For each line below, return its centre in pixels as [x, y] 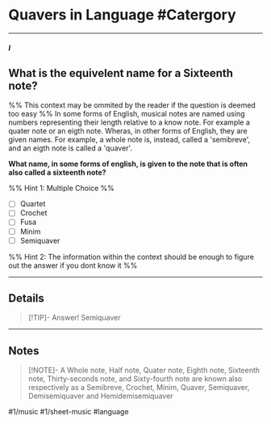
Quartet [33, 204]
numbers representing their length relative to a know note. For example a [129, 122]
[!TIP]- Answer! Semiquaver [74, 318]
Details [26, 298]
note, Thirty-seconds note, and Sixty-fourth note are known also [135, 379]
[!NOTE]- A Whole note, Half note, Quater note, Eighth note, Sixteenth [144, 371]
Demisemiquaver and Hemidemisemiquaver [100, 396]
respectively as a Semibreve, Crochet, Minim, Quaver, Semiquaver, [139, 388]
